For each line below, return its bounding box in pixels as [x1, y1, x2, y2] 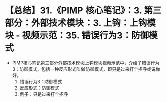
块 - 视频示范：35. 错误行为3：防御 [5, 30, 149, 41]
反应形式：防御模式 [19, 85, 60, 91]
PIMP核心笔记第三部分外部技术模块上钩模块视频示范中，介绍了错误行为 [12, 60, 160, 66]
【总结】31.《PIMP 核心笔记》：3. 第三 [5, 5, 162, 16]
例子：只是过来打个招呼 [19, 91, 68, 97]
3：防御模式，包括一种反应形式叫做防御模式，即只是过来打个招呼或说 [12, 66, 156, 72]
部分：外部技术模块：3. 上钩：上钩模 [5, 17, 156, 29]
